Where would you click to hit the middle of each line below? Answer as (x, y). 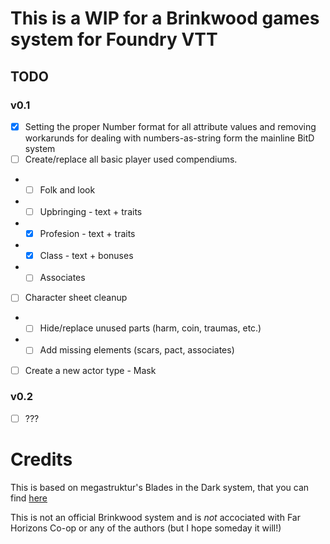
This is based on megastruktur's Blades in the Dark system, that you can (160, 487)
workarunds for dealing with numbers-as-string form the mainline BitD (169, 138)
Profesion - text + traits (87, 234)
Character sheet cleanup (76, 298)
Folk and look (67, 190)
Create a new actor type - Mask (90, 370)
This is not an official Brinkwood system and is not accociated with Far (155, 517)
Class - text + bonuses (86, 256)
